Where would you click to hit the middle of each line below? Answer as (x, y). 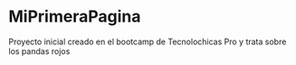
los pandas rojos (39, 51)
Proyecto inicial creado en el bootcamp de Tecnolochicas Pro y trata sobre (148, 42)
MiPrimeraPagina (75, 17)
